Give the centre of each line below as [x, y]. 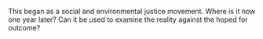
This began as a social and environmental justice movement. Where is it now [132, 11]
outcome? [24, 28]
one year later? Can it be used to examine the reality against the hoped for [128, 19]
